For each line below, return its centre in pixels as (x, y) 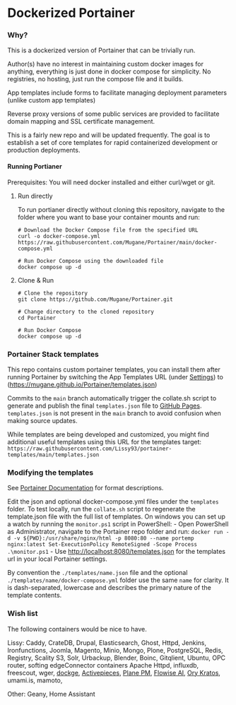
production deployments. (44, 150)
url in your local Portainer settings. (57, 559)
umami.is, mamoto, (35, 680)
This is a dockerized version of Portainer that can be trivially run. (101, 50)
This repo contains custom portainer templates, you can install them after (114, 369)
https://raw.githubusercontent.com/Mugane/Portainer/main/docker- (117, 242)
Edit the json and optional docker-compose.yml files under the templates (113, 502)
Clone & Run (36, 280)
